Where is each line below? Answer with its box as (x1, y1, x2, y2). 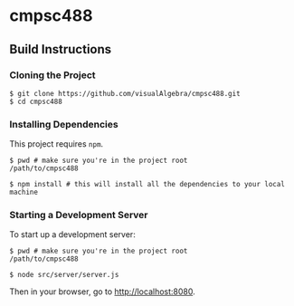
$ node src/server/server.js (9, 271, 119, 280)
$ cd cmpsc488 (9, 97, 63, 106)
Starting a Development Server (9, 209, 148, 222)
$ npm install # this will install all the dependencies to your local (9, 180, 285, 189)
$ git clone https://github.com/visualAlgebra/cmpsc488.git (9, 89, 242, 98)
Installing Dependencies (9, 118, 119, 130)
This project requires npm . (9, 139, 104, 149)
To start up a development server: (9, 229, 136, 240)
